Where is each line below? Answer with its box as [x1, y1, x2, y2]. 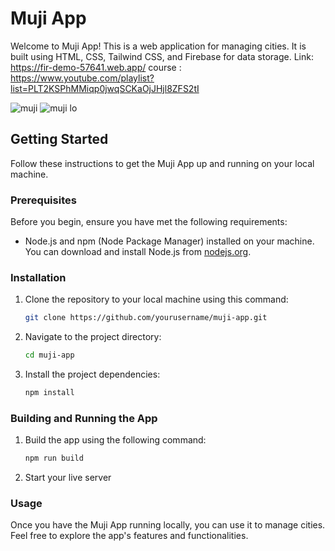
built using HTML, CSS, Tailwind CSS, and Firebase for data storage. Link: [10, 50, 314, 62]
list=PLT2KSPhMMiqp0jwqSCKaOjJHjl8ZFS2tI [10, 82, 200, 94]
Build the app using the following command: [24, 434, 207, 446]
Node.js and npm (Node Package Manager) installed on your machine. [24, 235, 315, 247]
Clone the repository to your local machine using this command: [24, 293, 289, 306]
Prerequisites [10, 193, 77, 207]
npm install [24, 388, 75, 398]
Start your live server [24, 472, 112, 484]
